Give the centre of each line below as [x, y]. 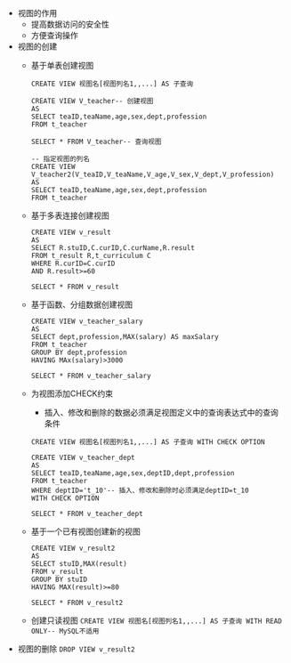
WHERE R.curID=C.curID [73, 263]
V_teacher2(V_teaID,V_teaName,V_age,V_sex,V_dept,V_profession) [153, 174]
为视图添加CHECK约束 [72, 393]
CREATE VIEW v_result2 [73, 548]
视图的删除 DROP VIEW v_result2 [76, 649]
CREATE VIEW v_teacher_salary [87, 321]
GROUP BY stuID [59, 579]
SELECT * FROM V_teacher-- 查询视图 [96, 141]
